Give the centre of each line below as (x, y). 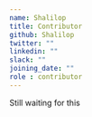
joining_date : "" (42, 69)
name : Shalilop (38, 18)
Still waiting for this (45, 102)
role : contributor (46, 77)
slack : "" (28, 60)
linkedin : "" (34, 52)
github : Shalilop (42, 34)
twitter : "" (32, 43)
